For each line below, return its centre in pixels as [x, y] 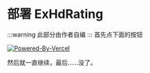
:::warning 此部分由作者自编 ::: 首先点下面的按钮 [75, 34]
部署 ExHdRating [55, 14]
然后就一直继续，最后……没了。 [52, 62]
